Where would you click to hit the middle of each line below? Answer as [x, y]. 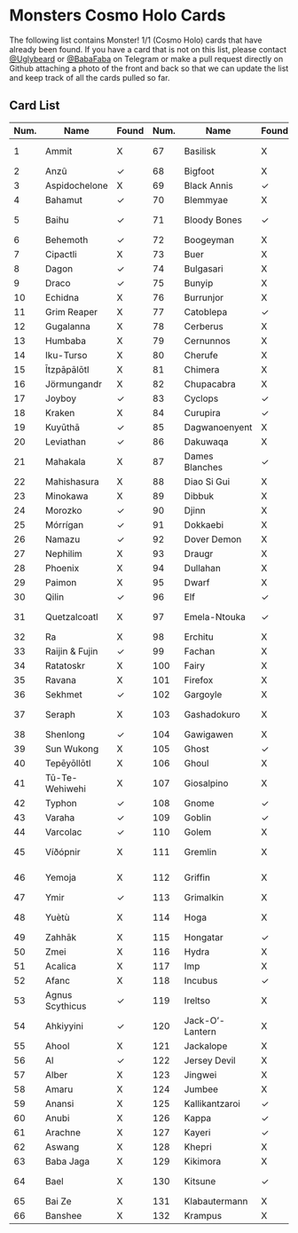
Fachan [200, 651]
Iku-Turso [67, 355]
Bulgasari [204, 269]
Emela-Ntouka [215, 616]
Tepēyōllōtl [68, 763]
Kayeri [197, 1132]
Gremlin [200, 852]
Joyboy [61, 398]
